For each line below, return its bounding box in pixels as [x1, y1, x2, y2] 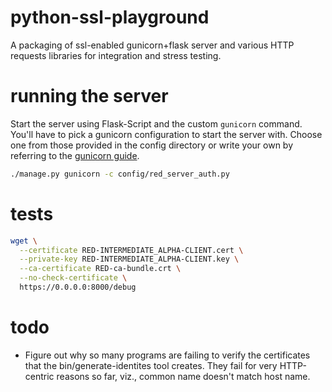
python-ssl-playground [10, 6, 210, 29]
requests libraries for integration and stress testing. [10, 49, 222, 61]
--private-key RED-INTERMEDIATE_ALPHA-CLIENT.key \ [19, 254, 240, 265]
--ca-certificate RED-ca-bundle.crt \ [19, 264, 182, 274]
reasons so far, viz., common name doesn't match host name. [56, 370, 311, 382]
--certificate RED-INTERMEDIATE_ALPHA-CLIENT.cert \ [19, 245, 244, 255]
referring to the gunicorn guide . [10, 149, 140, 161]
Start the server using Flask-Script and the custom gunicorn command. [10, 117, 303, 130]
